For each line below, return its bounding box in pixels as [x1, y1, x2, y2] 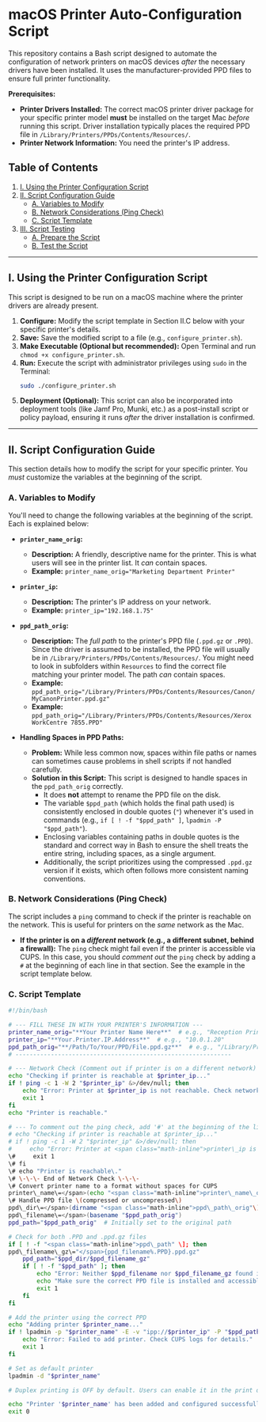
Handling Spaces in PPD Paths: [19, 732, 124, 741]
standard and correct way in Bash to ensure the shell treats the [43, 840, 249, 850]
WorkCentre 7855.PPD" [31, 719, 103, 726]
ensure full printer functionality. [8, 74, 111, 83]
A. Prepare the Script [31, 232, 101, 242]
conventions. [43, 874, 85, 883]
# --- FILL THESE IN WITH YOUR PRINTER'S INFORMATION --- [8, 1021, 203, 1030]
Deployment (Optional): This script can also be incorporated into [19, 396, 234, 405]
